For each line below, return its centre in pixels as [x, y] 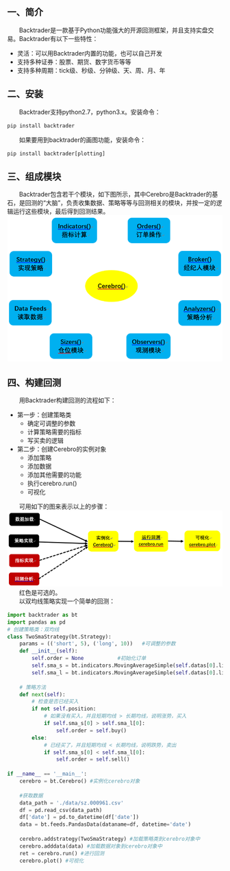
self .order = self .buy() [91, 731]
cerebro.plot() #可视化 [52, 861]
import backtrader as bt [42, 615]
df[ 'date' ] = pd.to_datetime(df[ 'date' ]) [79, 818]
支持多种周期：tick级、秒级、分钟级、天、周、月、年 [91, 70]
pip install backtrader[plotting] [56, 154]
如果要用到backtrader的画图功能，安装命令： [82, 140]
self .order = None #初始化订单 [89, 659]
